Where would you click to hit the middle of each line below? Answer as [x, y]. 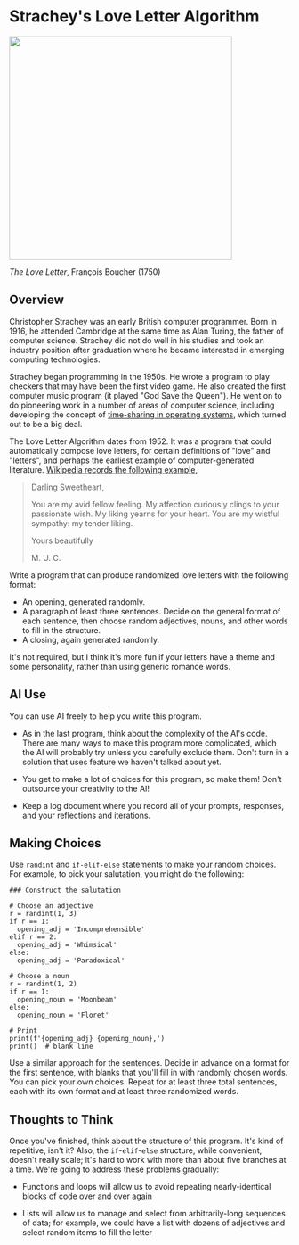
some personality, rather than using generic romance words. [120, 666]
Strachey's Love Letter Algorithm [134, 16]
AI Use [28, 694]
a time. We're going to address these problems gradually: [114, 1169]
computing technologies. [55, 359]
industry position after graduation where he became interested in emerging [147, 350]
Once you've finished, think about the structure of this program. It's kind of [146, 1141]
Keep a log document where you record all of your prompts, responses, [153, 805]
